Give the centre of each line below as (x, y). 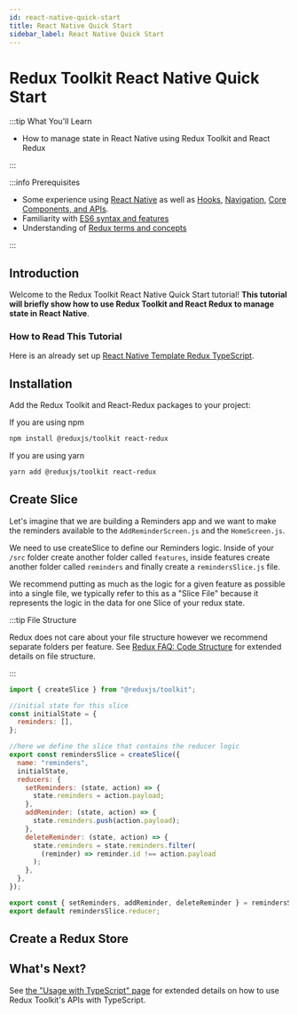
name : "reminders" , (53, 762)
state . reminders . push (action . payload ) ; (106, 821)
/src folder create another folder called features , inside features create (140, 557)
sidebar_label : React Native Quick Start (87, 34)
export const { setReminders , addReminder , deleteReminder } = (129, 903)
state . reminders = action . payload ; (98, 796)
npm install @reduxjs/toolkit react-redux (89, 439)
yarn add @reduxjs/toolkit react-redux (83, 472)
